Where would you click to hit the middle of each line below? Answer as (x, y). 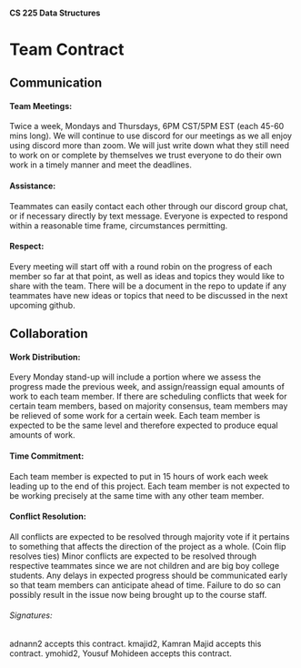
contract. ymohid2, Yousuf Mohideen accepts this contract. (120, 653)
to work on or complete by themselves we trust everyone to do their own (145, 156)
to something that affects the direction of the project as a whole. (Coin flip (148, 546)
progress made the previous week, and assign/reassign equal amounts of (147, 387)
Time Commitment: (47, 456)
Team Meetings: (41, 106)
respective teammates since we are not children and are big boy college (145, 565)
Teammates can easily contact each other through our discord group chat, (149, 206)
